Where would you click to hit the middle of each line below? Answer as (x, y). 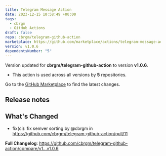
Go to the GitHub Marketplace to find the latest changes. (62, 84)
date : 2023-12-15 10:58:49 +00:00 (41, 14)
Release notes (27, 99)
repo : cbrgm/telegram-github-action (43, 38)
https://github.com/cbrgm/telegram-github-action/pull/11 (70, 133)
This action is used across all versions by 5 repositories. (69, 75)
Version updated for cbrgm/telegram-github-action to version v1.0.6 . (77, 65)
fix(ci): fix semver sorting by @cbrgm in (52, 128)
